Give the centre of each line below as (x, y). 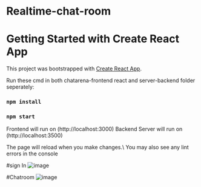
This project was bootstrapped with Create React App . (74, 69)
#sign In (16, 166)
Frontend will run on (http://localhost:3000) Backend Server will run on (94, 129)
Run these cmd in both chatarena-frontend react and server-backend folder (101, 81)
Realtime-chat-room (59, 11)
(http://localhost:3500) (35, 135)
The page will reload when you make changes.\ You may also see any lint (97, 148)
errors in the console (32, 154)
